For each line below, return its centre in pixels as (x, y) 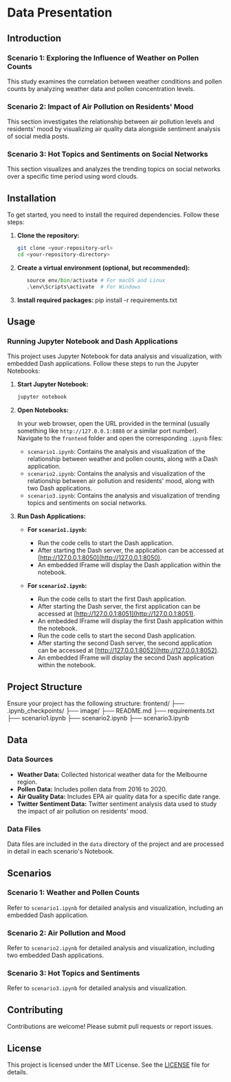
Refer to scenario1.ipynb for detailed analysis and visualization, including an (115, 907)
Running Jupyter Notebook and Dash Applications (93, 342)
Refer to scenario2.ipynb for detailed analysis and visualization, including (111, 948)
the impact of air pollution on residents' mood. (82, 811)
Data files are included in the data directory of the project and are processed (115, 844)
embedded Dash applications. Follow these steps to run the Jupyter (103, 364)
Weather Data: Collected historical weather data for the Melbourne (112, 774)
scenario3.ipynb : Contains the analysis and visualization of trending (123, 495)
